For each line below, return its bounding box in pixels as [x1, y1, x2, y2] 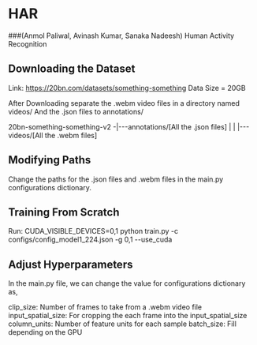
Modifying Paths [8, 153, 91, 167]
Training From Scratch [8, 205, 120, 219]
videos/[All [8, 130, 43, 140]
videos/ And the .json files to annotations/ [8, 107, 144, 116]
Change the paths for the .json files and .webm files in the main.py [8, 174, 224, 184]
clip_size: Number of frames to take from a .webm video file [8, 302, 203, 312]
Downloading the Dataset [8, 62, 136, 76]
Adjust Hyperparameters [8, 257, 133, 271]
